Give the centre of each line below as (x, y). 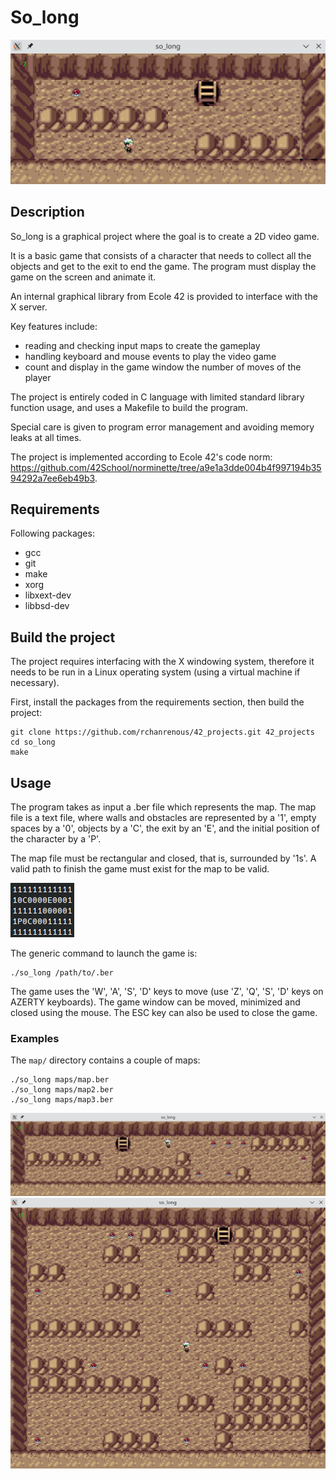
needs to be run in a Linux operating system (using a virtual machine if (155, 672)
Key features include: (54, 326)
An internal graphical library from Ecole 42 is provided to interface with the (164, 296)
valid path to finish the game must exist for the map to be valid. (140, 869)
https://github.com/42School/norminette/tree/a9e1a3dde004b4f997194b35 (166, 467)
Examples (35, 1039)
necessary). (35, 683)
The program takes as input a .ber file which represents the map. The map (163, 807)
